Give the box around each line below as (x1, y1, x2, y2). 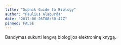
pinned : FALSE (5, 21, 35, 26)
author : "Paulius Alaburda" (5, 12, 63, 17)
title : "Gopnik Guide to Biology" (5, 7, 77, 12)
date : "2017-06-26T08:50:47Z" (5, 16, 68, 21)
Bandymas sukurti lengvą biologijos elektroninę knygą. (5, 34, 116, 40)
